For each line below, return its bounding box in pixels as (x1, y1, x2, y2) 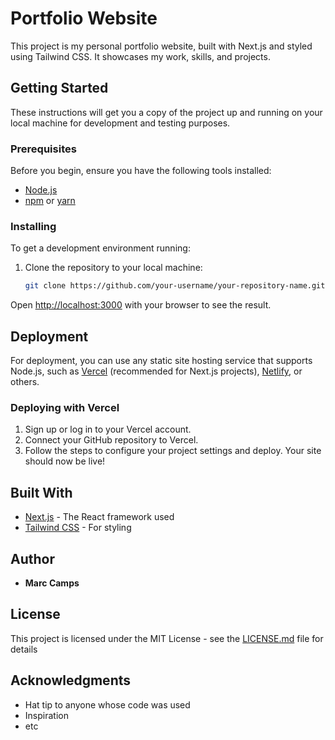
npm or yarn (24, 195, 76, 207)
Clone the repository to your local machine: (24, 262, 203, 274)
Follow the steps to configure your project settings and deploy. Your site (24, 445, 322, 457)
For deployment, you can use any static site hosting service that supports (10, 355, 313, 367)
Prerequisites (10, 142, 77, 156)
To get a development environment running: (10, 242, 191, 254)
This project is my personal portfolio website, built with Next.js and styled (10, 40, 313, 52)
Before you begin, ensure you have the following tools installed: (10, 165, 272, 177)
